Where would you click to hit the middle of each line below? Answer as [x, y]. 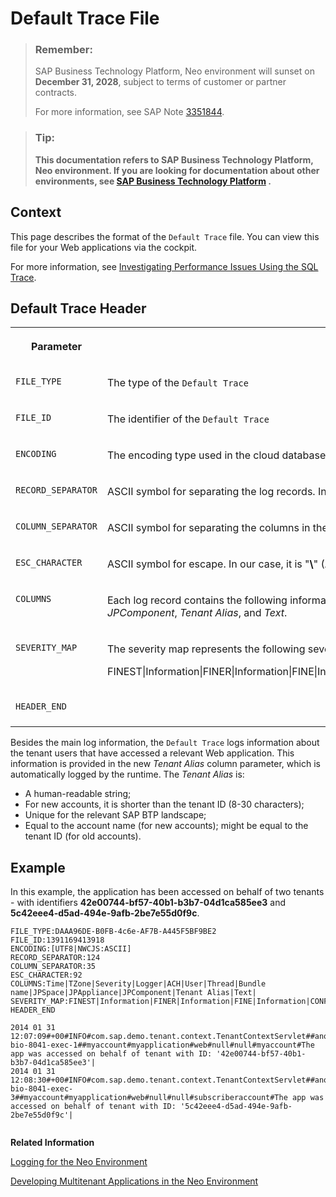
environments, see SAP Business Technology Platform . [153, 181]
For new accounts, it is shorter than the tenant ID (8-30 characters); [164, 804]
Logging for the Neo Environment [79, 1162]
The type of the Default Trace [177, 383]
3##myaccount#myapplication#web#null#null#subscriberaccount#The [149, 1098]
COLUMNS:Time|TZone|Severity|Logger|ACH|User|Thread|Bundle [138, 984]
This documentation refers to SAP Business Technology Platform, [174, 159]
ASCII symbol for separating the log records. [211, 492]
